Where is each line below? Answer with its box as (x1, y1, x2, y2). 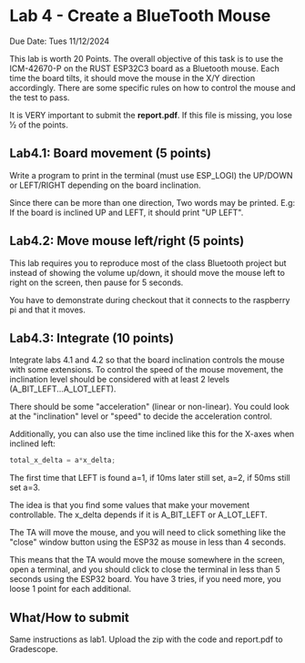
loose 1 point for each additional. (9, 584, 132, 595)
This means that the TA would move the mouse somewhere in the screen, (9, 555, 285, 566)
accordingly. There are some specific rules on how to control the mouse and (9, 82, 296, 93)
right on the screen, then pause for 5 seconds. (9, 277, 184, 288)
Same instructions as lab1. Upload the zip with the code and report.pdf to (9, 634, 284, 645)
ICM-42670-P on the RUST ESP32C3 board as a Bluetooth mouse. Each (9, 63, 280, 74)
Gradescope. (9, 644, 58, 655)
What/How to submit (9, 609, 129, 625)
